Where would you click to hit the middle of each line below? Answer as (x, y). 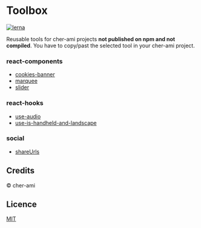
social (15, 138)
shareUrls (27, 152)
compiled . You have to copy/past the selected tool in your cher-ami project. (100, 45)
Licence (22, 205)
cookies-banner (35, 75)
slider (22, 87)
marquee (26, 81)
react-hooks (25, 103)
